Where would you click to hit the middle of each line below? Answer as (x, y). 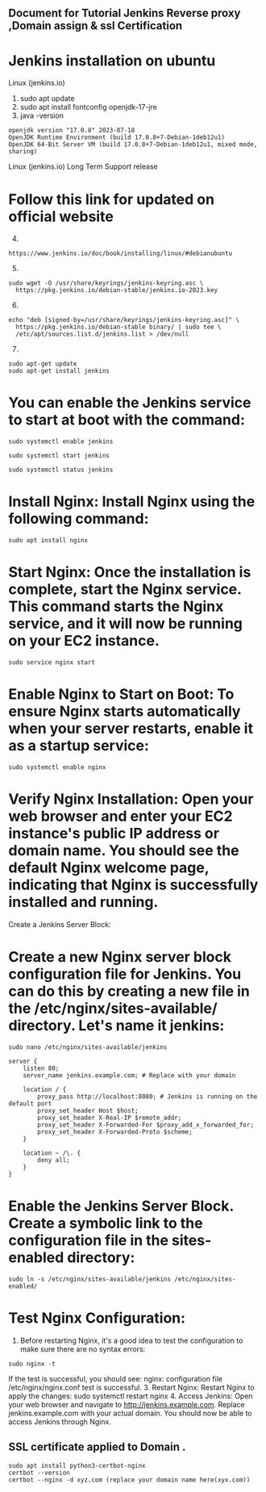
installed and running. (83, 902)
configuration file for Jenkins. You (125, 974)
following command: (79, 519)
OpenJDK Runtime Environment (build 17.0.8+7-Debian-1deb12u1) (117, 138)
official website (61, 216)
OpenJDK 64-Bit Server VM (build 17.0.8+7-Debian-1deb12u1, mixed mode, (133, 144)
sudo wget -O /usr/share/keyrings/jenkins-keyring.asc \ (106, 283)
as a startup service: (79, 746)
